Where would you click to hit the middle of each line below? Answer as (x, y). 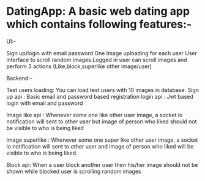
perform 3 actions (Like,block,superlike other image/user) (79, 66)
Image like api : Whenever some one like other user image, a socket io (95, 115)
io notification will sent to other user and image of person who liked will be (100, 146)
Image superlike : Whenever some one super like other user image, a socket (102, 140)
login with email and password (45, 103)
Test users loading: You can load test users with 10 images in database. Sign (103, 90)
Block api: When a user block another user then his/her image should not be (102, 164)
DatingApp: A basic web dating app (98, 11)
